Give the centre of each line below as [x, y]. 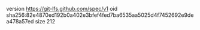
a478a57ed [20, 21]
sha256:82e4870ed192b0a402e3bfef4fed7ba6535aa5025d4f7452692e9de [100, 15]
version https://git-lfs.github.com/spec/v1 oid [62, 9]
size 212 [45, 21]
